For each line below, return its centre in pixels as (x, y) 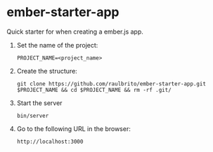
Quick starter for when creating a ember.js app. (75, 32)
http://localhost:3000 (50, 141)
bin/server (33, 116)
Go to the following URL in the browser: (73, 129)
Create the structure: (47, 71)
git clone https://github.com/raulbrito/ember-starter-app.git (111, 84)
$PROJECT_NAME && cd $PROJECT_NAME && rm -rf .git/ (94, 90)
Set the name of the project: (57, 45)
